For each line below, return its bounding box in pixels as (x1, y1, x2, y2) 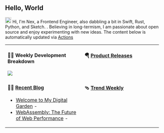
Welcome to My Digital (16, 97, 67, 104)
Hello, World (5, 4, 44, 12)
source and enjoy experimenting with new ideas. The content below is (5, 29, 146, 35)
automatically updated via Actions (5, 34, 73, 40)
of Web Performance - (16, 115, 68, 122)
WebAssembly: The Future (16, 109, 77, 116)
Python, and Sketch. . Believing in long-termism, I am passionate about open (5, 24, 159, 30)
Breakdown (7, 58, 35, 65)
